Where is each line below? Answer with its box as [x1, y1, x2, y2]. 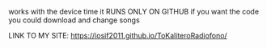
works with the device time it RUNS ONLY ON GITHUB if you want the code [8, 7, 260, 16]
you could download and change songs [8, 15, 140, 25]
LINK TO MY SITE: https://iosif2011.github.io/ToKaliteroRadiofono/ [8, 31, 228, 40]
